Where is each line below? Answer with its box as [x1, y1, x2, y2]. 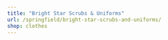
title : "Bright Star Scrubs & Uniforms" [7, 9, 125, 17]
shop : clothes [7, 22, 48, 29]
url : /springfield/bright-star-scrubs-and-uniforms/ [7, 16, 162, 23]
